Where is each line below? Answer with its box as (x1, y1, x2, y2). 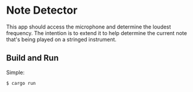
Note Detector (6, 4, 78, 17)
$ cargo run (6, 80, 36, 86)
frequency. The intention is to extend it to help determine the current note (6, 29, 187, 36)
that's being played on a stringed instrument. (6, 36, 117, 43)
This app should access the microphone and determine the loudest (6, 23, 171, 30)
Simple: (6, 69, 25, 76)
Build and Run (6, 53, 59, 63)
